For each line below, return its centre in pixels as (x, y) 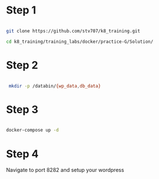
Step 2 (22, 65)
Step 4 (23, 154)
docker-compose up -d (33, 130)
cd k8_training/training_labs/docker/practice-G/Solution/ (80, 42)
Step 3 (22, 109)
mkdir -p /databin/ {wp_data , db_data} (55, 86)
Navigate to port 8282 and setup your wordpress (65, 170)
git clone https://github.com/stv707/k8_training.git (73, 31)
